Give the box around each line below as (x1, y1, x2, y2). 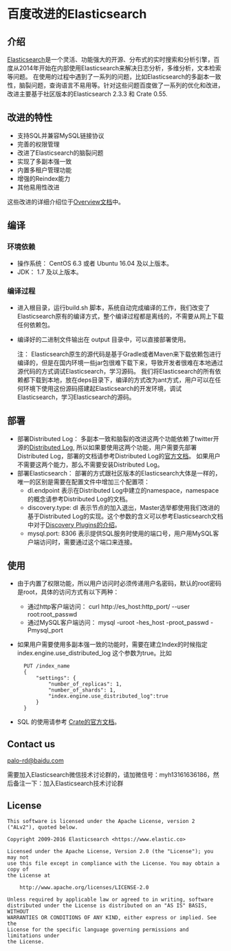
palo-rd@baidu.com (7, 756, 64, 765)
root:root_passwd (27, 610, 78, 619)
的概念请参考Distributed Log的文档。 (27, 495, 132, 503)
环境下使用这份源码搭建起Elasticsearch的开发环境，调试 (23, 384, 182, 392)
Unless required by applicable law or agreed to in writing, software (7, 896, 214, 904)
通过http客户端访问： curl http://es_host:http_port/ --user (27, 603, 190, 611)
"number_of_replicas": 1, (47, 681, 122, 688)
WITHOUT (7, 908, 30, 915)
